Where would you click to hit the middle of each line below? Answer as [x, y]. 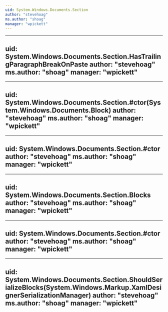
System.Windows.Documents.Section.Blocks [78, 195]
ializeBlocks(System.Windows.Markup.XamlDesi [83, 287]
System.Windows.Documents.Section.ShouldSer [84, 280]
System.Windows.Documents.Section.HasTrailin [83, 56]
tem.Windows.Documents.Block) [58, 110]
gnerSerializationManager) [48, 295]
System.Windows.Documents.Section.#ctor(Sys [83, 103]
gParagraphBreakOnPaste [47, 64]
